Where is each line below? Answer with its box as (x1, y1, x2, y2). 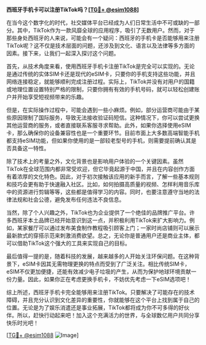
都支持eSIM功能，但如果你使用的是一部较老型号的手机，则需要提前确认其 (6, 137, 191, 144)
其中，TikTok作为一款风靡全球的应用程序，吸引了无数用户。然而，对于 (17, 27, 195, 34)
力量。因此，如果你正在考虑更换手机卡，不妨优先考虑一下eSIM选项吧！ (11, 276, 191, 282)
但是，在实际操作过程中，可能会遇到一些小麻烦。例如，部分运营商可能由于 (6, 107, 194, 113)
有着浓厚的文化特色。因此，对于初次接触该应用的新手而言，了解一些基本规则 (6, 173, 200, 180)
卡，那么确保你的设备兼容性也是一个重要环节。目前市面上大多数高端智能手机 (6, 129, 200, 137)
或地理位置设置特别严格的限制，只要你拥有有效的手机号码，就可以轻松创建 (6, 86, 194, 93)
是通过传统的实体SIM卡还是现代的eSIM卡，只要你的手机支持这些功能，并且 (6, 70, 196, 77)
